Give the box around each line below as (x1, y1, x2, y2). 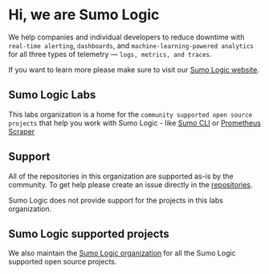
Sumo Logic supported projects (8, 227, 170, 240)
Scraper (8, 126, 35, 136)
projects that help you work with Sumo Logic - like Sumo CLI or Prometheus (8, 118, 261, 128)
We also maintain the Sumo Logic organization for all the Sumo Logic (8, 248, 236, 258)
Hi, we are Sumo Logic (8, 6, 160, 24)
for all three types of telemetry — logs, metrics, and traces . (8, 49, 212, 59)
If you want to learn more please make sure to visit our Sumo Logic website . (8, 64, 259, 74)
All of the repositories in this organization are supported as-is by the (8, 171, 234, 181)
